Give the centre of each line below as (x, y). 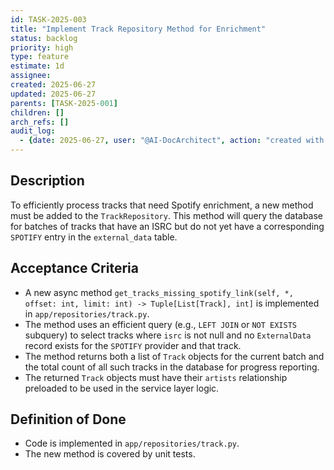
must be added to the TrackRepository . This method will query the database (167, 215)
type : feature (40, 57)
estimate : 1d (37, 66)
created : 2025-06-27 (53, 85)
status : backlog (44, 38)
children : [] (37, 112)
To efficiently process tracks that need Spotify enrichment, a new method (162, 205)
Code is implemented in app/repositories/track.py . (132, 443)
